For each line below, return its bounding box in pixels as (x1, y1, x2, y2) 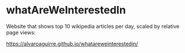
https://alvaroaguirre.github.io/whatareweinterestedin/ (6, 40, 138, 47)
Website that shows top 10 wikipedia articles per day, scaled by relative (6, 23, 180, 30)
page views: (6, 29, 36, 36)
